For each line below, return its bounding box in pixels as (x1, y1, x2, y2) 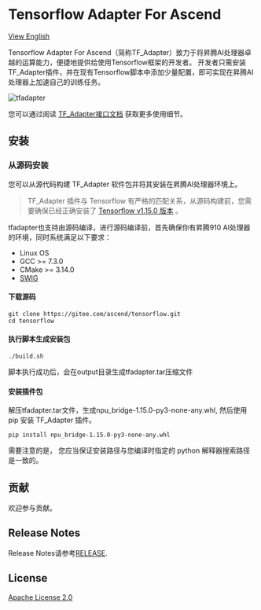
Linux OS (19, 248, 50, 257)
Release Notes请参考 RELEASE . (8, 548, 108, 557)
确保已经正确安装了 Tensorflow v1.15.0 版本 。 (34, 206, 182, 215)
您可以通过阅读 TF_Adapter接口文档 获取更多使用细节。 (8, 108, 187, 119)
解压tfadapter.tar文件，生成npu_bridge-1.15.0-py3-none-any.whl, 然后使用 (8, 406, 248, 415)
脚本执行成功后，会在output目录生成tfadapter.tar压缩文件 (8, 367, 193, 377)
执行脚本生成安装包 (8, 334, 71, 344)
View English (8, 31, 50, 41)
